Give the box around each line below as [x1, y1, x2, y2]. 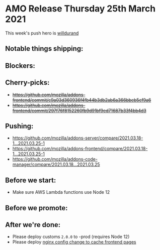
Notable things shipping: [5, 44, 83, 53]
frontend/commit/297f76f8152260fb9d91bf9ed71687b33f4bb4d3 [12, 108, 147, 114]
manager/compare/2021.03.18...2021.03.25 [12, 161, 100, 167]
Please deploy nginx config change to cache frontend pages [12, 239, 137, 245]
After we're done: [5, 220, 61, 229]
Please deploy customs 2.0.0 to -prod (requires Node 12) [12, 234, 130, 240]
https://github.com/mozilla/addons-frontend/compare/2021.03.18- [12, 145, 148, 152]
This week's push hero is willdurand [5, 30, 79, 36]
